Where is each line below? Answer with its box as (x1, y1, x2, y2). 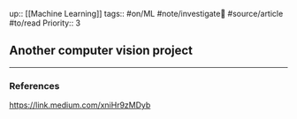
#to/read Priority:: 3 (9, 18, 81, 28)
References (9, 79, 60, 92)
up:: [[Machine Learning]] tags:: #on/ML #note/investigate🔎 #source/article (9, 9, 284, 19)
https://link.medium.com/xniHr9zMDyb (9, 100, 151, 110)
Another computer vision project (9, 43, 193, 58)
